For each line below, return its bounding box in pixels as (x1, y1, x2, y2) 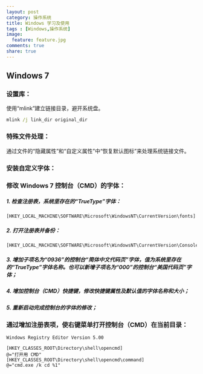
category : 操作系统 (6, 15, 52, 21)
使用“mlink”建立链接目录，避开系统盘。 (6, 105, 104, 112)
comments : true (6, 43, 45, 49)
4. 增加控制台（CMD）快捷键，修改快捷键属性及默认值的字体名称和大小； (6, 287, 190, 295)
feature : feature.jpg (11, 37, 66, 43)
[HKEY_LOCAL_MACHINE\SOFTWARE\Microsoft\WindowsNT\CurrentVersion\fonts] (6, 213, 196, 220)
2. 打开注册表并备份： (6, 227, 60, 234)
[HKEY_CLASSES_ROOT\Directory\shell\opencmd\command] (6, 357, 145, 363)
